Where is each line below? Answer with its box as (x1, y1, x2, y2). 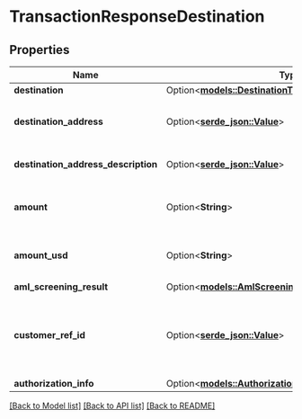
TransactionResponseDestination (9, 6, 265, 27)
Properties (9, 42, 70, 58)
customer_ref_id (13, 329, 85, 341)
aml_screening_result (13, 281, 109, 293)
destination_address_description (13, 158, 158, 170)
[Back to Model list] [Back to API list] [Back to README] (9, 400, 216, 411)
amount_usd (13, 249, 69, 262)
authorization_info (13, 378, 94, 389)
